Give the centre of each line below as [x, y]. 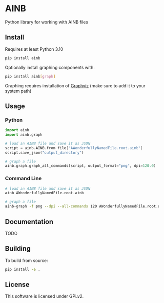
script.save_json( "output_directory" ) [44, 152]
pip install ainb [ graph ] [30, 76]
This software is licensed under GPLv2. [44, 296]
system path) [18, 91]
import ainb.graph [24, 135]
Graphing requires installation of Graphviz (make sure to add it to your [75, 85]
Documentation [29, 222]
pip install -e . [23, 269]
